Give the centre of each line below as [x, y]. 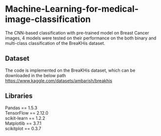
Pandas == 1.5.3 [21, 108]
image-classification [48, 19]
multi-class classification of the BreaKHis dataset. [55, 43]
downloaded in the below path [36, 75]
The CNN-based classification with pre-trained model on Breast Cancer [77, 33]
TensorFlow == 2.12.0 [27, 113]
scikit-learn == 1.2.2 [25, 118]
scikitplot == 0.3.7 [23, 128]
